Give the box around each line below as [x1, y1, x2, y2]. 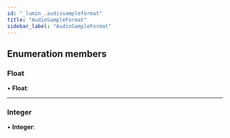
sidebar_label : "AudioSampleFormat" [7, 23, 112, 29]
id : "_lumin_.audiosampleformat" [7, 10, 103, 17]
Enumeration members [7, 48, 107, 59]
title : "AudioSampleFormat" [7, 16, 88, 23]
